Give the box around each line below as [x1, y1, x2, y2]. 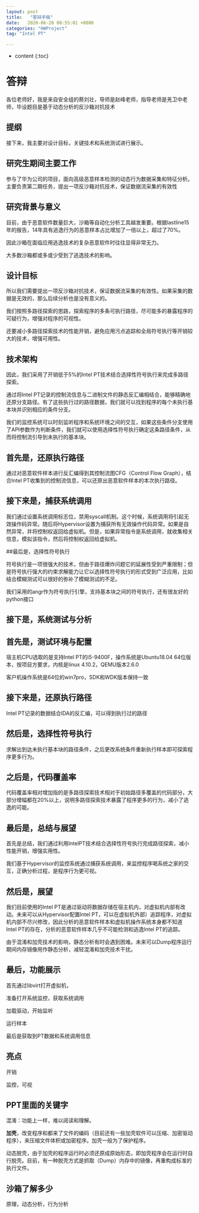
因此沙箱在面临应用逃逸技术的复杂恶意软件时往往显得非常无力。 [6, 239, 162, 246]
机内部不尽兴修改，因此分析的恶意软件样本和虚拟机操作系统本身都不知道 [6, 919, 182, 926]
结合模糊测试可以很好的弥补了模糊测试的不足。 [6, 575, 120, 582]
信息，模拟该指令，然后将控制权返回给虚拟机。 [6, 535, 120, 542]
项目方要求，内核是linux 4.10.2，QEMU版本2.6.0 [21, 661, 139, 668]
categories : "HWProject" [6, 25, 68, 32]
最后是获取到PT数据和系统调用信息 [6, 1032, 91, 1039]
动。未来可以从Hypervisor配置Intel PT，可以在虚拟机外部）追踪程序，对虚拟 [6, 911, 192, 918]
